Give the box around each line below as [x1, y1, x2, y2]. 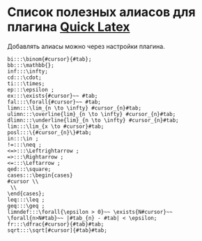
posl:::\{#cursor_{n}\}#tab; [7, 129, 92, 136]
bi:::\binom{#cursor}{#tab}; [7, 55, 92, 63]
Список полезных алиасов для [7, 4, 196, 20]
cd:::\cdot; [7, 74, 42, 81]
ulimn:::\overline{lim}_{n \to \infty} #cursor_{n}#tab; [7, 110, 176, 117]
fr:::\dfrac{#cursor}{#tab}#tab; [7, 221, 104, 228]
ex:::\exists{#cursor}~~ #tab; [7, 92, 98, 99]
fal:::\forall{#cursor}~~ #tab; [7, 98, 101, 105]
